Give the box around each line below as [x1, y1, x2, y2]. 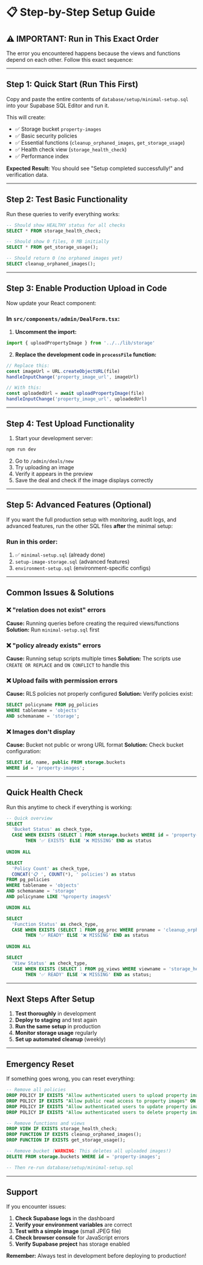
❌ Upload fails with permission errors [6, 676, 118, 685]
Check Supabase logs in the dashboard [14, 1215, 115, 1222]
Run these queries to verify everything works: [6, 210, 120, 217]
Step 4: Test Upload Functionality [6, 418, 135, 429]
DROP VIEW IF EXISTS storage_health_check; [6, 1126, 118, 1132]
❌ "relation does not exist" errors [6, 606, 106, 614]
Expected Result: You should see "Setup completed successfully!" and [6, 165, 184, 172]
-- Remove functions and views [6, 1120, 85, 1126]
